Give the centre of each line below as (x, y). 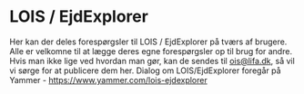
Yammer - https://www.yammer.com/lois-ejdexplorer (108, 80)
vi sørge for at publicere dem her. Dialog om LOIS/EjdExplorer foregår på (145, 70)
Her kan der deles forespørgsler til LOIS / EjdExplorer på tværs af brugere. (148, 42)
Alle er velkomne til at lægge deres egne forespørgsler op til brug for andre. (151, 51)
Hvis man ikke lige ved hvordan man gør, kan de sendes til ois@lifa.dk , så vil (152, 61)
